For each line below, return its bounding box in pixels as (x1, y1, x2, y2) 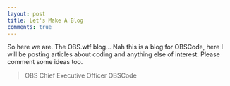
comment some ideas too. (7, 58, 83, 66)
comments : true (7, 23, 52, 30)
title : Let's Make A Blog (7, 17, 83, 24)
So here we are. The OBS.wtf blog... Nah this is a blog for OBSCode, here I (7, 43, 224, 51)
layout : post (7, 10, 46, 18)
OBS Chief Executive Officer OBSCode (24, 71, 138, 80)
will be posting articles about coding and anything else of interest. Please (7, 50, 221, 59)
